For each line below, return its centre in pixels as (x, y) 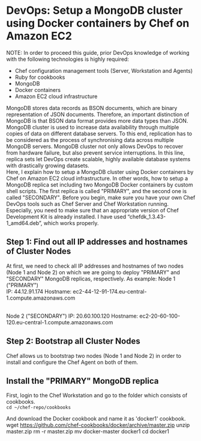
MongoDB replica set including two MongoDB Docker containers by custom (100, 185)
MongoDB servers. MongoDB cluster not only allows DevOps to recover (95, 146)
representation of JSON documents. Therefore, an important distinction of (98, 114)
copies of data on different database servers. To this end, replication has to (99, 134)
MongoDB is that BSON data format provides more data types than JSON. (97, 120)
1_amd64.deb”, (24, 223)
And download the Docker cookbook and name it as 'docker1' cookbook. (96, 419)
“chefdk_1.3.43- (147, 217)
